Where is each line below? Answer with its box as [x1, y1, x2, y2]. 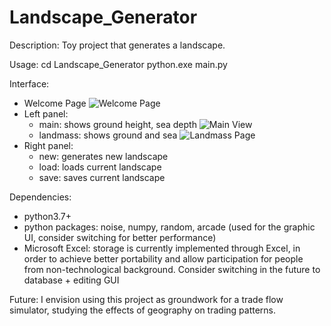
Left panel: [23, 107, 69, 120]
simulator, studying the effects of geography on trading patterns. [9, 304, 277, 316]
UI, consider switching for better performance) [23, 231, 217, 243]
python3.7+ [23, 210, 72, 222]
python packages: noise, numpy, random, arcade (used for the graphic [23, 221, 316, 233]
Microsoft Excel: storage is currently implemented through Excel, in [23, 242, 301, 254]
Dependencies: [9, 191, 72, 203]
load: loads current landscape [38, 161, 162, 173]
